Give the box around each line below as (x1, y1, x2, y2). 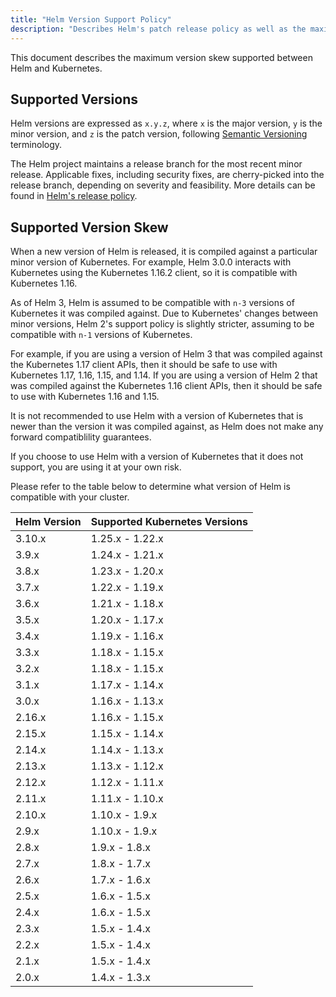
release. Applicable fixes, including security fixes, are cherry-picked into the (10, 169, 325, 181)
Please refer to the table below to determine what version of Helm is (10, 481, 291, 493)
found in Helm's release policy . (10, 190, 138, 202)
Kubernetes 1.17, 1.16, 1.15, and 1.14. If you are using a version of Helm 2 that (10, 369, 318, 381)
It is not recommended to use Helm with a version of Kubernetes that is (10, 410, 304, 422)
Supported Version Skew (10, 219, 169, 236)
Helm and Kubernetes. (10, 62, 103, 74)
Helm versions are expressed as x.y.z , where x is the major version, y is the (10, 117, 323, 130)
